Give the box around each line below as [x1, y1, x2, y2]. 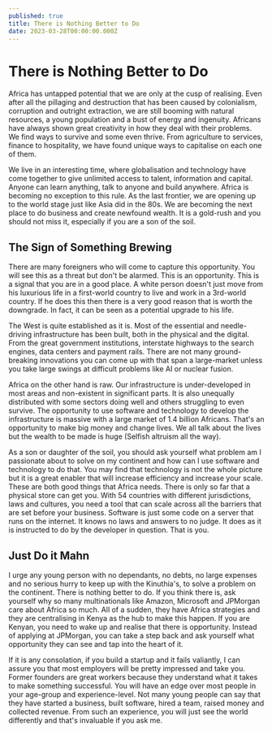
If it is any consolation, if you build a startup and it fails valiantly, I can [8, 655, 241, 665]
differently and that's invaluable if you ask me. [8, 715, 163, 725]
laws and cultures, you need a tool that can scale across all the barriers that [8, 499, 262, 509]
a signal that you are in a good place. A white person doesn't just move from [8, 280, 264, 289]
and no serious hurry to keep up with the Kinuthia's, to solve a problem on [8, 579, 257, 588]
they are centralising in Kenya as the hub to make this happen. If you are [8, 613, 250, 622]
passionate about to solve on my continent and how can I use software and [8, 456, 260, 466]
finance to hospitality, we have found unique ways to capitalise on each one [8, 141, 262, 150]
